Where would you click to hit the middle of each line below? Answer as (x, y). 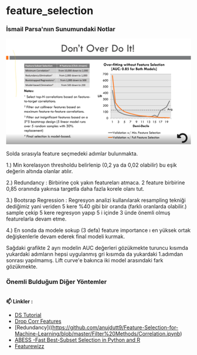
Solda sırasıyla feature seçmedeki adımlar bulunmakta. (72, 154)
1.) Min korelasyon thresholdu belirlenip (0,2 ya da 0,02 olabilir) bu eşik (91, 165)
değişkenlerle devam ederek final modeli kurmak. (65, 236)
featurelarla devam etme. (36, 219)
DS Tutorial (28, 315)
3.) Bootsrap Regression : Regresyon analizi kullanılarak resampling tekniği (96, 200)
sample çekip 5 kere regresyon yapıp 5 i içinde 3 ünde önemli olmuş (88, 213)
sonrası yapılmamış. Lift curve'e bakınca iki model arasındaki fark (85, 261)
